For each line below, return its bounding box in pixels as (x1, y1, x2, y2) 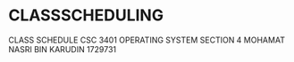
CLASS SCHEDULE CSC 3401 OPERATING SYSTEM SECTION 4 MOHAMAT (8, 35, 285, 45)
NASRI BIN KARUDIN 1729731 (8, 43, 117, 54)
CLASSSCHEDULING (8, 5, 164, 26)
